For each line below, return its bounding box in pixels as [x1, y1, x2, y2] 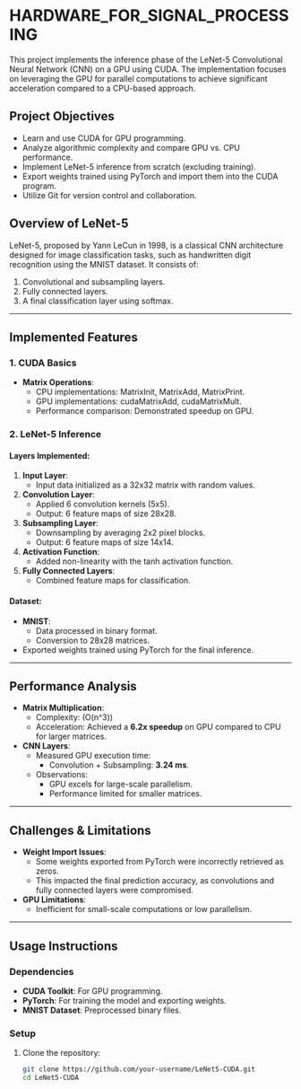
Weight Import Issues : [21, 847, 107, 857]
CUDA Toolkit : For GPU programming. [21, 985, 163, 997]
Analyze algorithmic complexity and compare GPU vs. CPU [21, 142, 240, 153]
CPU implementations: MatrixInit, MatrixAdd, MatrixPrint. [35, 387, 245, 398]
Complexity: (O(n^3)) [35, 712, 114, 723]
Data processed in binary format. [35, 625, 159, 636]
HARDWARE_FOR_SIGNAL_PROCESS [9, 5, 289, 26]
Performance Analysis [9, 679, 137, 694]
